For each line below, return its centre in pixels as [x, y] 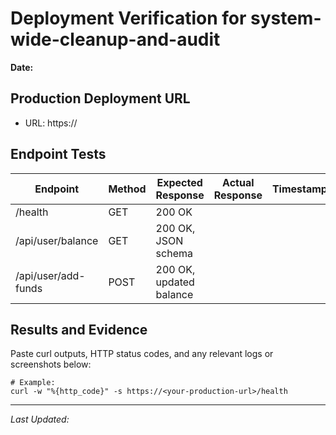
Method [127, 189]
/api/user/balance [57, 240]
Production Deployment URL [100, 98]
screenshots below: [51, 364]
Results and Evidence [79, 329]
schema [174, 253]
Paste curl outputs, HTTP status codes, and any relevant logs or [142, 354]
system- [285, 18]
